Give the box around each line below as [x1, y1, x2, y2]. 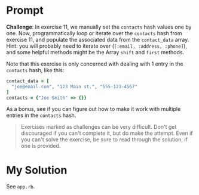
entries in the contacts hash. [6, 112, 76, 119]
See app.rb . [6, 183, 35, 190]
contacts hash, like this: [6, 66, 65, 73]
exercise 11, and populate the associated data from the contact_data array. [6, 36, 189, 43]
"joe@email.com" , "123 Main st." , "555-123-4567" [11, 83, 137, 89]
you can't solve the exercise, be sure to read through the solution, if [20, 136, 188, 143]
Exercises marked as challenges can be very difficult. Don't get [20, 123, 177, 131]
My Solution [6, 163, 68, 177]
